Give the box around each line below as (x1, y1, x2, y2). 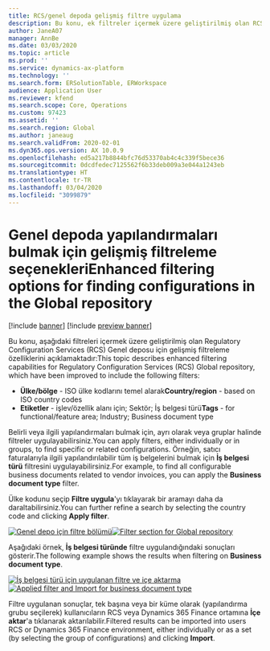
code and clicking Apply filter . (8, 511, 110, 521)
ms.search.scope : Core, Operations (8, 101, 128, 109)
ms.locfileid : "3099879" (8, 190, 92, 199)
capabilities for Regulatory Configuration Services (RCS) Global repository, (8, 362, 256, 371)
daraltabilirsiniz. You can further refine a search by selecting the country (8, 502, 247, 512)
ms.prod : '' (8, 57, 48, 65)
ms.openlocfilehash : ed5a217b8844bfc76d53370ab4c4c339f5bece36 (8, 154, 225, 162)
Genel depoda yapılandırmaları (8, 226, 219, 244)
